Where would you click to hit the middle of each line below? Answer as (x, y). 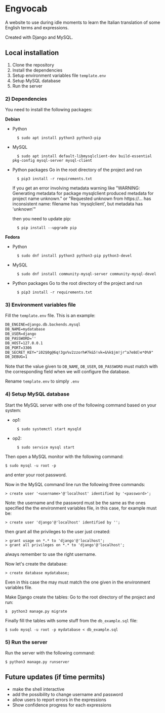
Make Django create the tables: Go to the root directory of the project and (80, 597)
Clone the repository (33, 65)
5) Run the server (26, 642)
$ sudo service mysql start (46, 447)
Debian (13, 119)
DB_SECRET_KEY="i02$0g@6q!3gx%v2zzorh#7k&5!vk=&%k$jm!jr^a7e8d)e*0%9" (79, 352)
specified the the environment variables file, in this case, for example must (81, 508)
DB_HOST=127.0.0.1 (24, 343)
